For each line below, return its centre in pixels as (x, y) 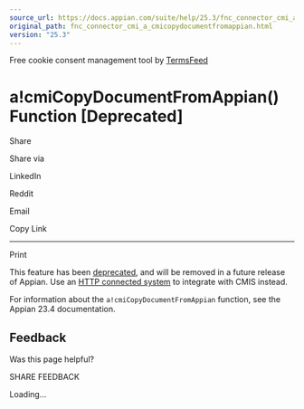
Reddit (22, 194)
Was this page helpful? (52, 359)
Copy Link (28, 229)
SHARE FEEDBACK (44, 377)
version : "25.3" (40, 34)
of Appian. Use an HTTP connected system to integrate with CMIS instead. (148, 282)
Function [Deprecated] (96, 116)
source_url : (32, 18)
